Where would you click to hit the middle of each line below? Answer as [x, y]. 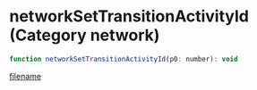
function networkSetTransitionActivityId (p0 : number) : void [124, 59]
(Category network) [85, 35]
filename [26, 76]
